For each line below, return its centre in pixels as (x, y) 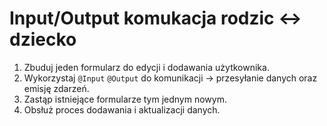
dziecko (43, 39)
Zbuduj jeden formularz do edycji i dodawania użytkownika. (146, 67)
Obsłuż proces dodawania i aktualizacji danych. (122, 109)
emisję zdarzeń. (56, 88)
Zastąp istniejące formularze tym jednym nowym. (125, 99)
